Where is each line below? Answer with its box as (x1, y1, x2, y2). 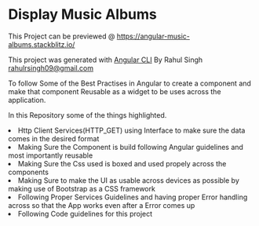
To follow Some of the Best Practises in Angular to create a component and (8, 78, 251, 88)
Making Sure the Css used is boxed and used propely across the (18, 159, 227, 168)
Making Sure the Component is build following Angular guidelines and (18, 142, 243, 151)
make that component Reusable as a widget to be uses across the (8, 86, 221, 96)
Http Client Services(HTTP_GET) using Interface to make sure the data (18, 126, 246, 135)
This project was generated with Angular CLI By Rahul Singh (8, 55, 203, 64)
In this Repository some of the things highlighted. (8, 110, 167, 119)
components (8, 167, 49, 177)
